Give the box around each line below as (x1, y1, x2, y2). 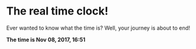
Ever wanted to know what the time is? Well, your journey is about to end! (6, 24, 191, 31)
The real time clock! (6, 4, 108, 18)
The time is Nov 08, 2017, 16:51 (6, 36, 86, 43)
